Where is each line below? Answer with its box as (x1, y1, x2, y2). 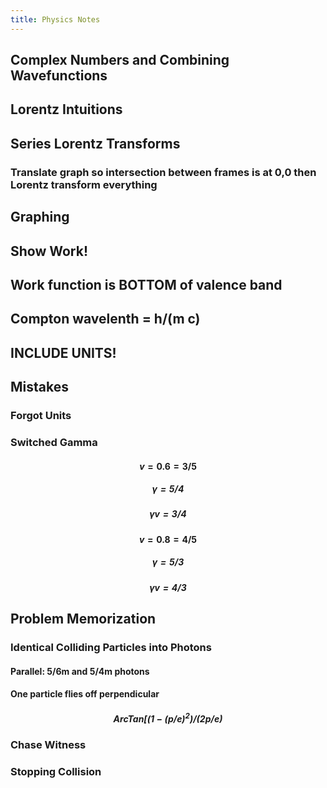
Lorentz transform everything (10, 177, 158, 191)
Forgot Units (10, 408, 72, 422)
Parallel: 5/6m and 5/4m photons (10, 665, 150, 677)
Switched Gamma (10, 435, 98, 449)
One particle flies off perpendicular (10, 688, 160, 700)
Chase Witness (10, 737, 87, 751)
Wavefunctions (10, 67, 108, 85)
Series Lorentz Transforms (10, 135, 181, 152)
